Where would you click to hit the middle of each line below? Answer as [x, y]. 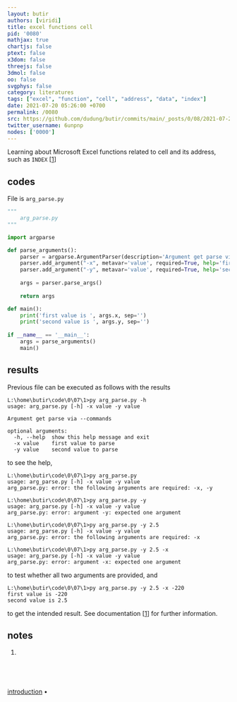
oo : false [22, 79]
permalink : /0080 [33, 112]
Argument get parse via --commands [60, 418]
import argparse [31, 237]
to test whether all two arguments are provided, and [83, 575]
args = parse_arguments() [58, 342]
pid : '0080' [25, 34]
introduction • [28, 691]
